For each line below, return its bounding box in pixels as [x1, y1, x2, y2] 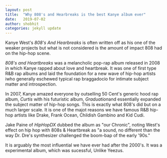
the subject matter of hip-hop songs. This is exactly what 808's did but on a [5, 101, 161, 107]
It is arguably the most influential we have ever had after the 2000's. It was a [5, 142, 163, 148]
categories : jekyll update [5, 26, 61, 31]
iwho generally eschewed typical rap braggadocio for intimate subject [5, 76, 149, 82]
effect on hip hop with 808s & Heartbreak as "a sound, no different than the [5, 127, 161, 133]
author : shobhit [5, 21, 39, 26]
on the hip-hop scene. [5, 50, 51, 56]
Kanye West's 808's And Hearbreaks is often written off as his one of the [5, 39, 156, 45]
